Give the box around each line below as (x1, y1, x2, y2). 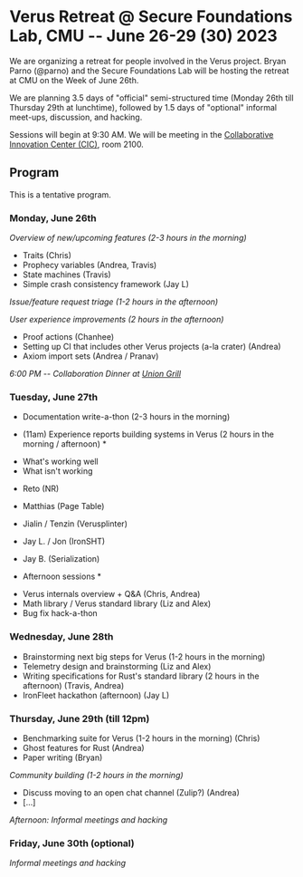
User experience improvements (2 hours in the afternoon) (9, 314, 224, 325)
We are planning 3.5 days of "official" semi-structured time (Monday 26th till (9, 92, 294, 103)
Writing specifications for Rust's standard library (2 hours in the (22, 670, 260, 681)
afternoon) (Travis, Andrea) (22, 679, 125, 690)
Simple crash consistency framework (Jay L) (22, 279, 190, 290)
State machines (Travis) (22, 269, 111, 280)
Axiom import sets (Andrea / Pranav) (22, 351, 159, 361)
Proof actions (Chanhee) (22, 332, 115, 342)
